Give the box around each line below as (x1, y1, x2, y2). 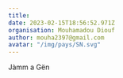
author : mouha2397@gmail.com (8, 33, 105, 42)
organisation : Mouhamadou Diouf (8, 26, 115, 34)
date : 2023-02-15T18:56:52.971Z (8, 19, 115, 27)
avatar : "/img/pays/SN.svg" (8, 41, 102, 49)
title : (8, 11, 30, 20)
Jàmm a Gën (8, 62, 50, 72)
